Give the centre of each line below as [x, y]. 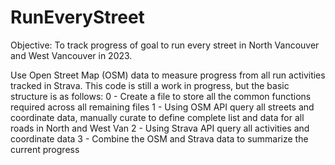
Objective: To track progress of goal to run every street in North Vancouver [165, 45]
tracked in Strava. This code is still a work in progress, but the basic [150, 85]
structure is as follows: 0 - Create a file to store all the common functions [161, 96]
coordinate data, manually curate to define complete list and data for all [157, 117]
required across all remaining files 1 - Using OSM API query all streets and [162, 107]
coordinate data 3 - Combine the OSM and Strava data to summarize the [159, 138]
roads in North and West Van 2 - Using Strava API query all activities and [160, 128]
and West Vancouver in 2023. [71, 55]
